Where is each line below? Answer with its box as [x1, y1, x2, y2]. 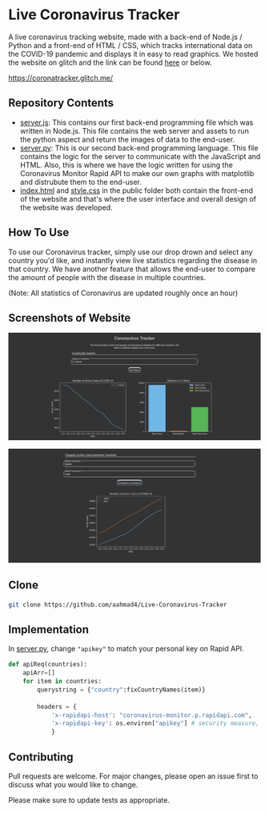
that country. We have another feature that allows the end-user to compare [8, 264, 256, 274]
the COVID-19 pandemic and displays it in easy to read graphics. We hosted [8, 49, 259, 58]
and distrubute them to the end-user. [19, 177, 142, 186]
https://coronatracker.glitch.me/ [8, 73, 114, 82]
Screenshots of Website [8, 310, 131, 325]
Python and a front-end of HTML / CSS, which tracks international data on [8, 40, 253, 50]
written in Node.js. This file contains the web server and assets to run [19, 126, 250, 135]
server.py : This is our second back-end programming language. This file [19, 142, 259, 153]
